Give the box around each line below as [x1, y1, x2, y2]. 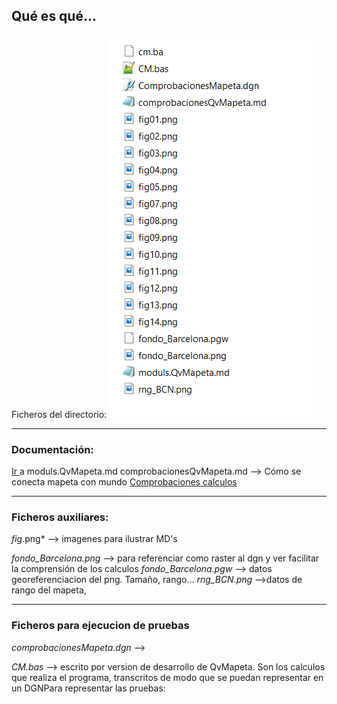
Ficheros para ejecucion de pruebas [11, 619, 190, 633]
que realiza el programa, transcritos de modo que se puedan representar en [11, 671, 324, 683]
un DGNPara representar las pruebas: [11, 682, 166, 694]
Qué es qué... [11, 8, 97, 25]
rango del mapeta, [11, 584, 87, 596]
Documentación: [11, 442, 94, 456]
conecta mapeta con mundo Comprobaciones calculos [11, 476, 238, 488]
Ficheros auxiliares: [11, 510, 109, 524]
